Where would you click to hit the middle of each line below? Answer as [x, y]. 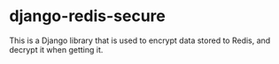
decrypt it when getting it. [56, 49]
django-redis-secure [87, 16]
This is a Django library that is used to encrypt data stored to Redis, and [140, 40]
